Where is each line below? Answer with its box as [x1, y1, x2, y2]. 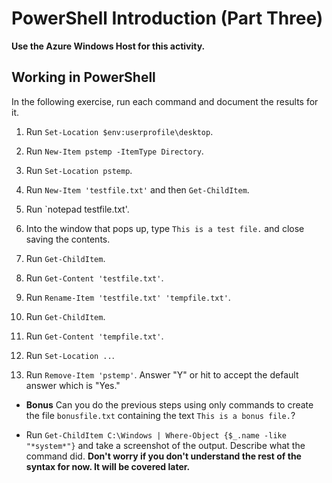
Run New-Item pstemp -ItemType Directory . [25, 145, 204, 157]
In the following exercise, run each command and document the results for [11, 95, 319, 107]
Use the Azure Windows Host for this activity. [11, 40, 206, 52]
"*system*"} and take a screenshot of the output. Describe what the [25, 439, 306, 451]
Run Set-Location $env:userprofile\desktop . [25, 125, 214, 137]
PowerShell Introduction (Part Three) [11, 7, 324, 30]
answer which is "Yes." [25, 379, 121, 391]
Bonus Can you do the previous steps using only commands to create [25, 398, 314, 411]
